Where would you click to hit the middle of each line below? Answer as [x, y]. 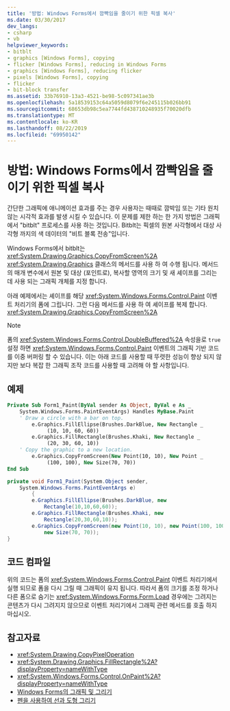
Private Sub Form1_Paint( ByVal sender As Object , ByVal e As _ [99, 405]
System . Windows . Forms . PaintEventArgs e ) [78, 487]
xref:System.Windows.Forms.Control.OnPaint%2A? [89, 676]
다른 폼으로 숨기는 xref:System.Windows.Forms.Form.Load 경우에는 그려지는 [112, 596]
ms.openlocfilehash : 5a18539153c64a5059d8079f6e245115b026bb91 [99, 103]
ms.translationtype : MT [41, 115]
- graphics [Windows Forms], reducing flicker [75, 71]
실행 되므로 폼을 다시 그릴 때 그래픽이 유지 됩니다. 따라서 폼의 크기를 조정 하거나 [113, 588]
